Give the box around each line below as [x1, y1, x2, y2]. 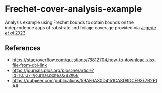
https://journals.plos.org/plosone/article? [12, 67, 94, 73]
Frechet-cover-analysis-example [5, 3, 142, 15]
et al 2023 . [5, 30, 27, 36]
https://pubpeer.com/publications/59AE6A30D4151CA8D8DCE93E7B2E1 [12, 77, 157, 83]
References [5, 44, 41, 52]
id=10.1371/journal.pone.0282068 [12, 72, 79, 78]
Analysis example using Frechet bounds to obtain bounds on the [5, 19, 134, 25]
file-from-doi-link [12, 62, 47, 68]
